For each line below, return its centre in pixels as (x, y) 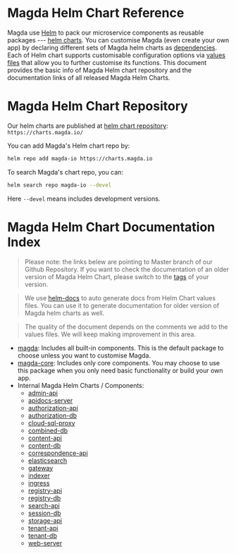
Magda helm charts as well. (64, 313)
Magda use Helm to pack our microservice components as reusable (106, 33)
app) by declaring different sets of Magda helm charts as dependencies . (112, 47)
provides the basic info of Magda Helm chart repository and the (100, 70)
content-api (45, 438)
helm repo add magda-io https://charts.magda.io (80, 158)
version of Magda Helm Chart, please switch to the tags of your (117, 276)
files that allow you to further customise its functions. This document (107, 62)
